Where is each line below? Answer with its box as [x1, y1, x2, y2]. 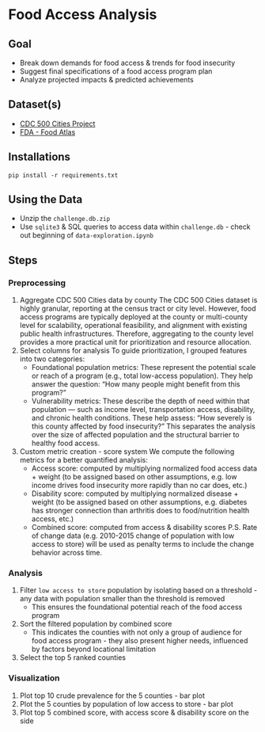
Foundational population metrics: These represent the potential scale [31, 363, 256, 372]
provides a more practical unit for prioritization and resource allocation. [19, 337, 252, 347]
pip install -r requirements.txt [8, 171, 119, 179]
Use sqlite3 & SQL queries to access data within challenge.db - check [19, 222, 251, 231]
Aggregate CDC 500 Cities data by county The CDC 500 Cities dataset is [19, 295, 258, 305]
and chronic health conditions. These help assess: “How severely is [31, 414, 252, 423]
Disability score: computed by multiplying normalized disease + [31, 489, 239, 498]
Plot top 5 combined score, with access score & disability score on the [19, 707, 249, 717]
